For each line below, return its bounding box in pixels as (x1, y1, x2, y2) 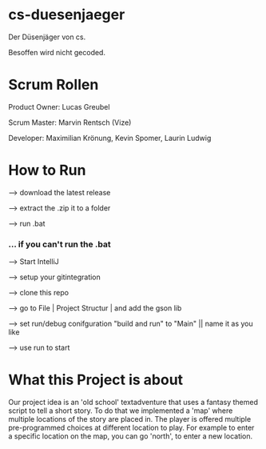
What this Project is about (8, 371, 184, 389)
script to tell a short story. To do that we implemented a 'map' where (8, 406, 233, 415)
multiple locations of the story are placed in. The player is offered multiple (8, 415, 252, 424)
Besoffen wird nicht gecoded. (8, 47, 106, 57)
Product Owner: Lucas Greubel (8, 102, 110, 111)
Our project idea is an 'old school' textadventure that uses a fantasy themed (8, 398, 258, 407)
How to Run (8, 162, 86, 179)
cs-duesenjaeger (8, 6, 125, 24)
